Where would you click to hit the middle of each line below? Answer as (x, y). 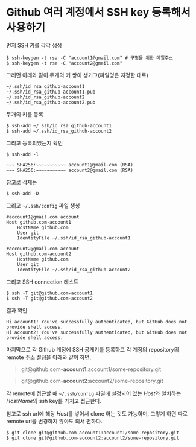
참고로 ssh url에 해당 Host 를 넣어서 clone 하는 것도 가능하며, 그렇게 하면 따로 (97, 413)
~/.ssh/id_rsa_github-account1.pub (51, 92)
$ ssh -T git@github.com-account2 (50, 298)
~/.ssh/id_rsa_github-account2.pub (51, 102)
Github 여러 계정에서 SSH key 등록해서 (99, 12)
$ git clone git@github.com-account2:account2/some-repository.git (93, 438)
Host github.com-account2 (39, 254)
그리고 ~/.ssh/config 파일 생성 (43, 205)
